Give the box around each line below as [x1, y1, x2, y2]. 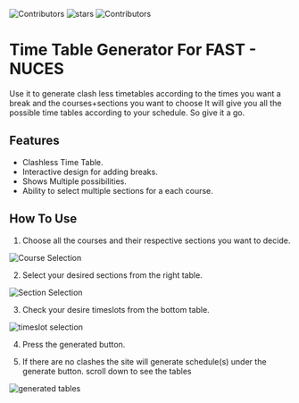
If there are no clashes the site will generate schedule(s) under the [21, 356, 267, 366]
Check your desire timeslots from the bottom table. [21, 304, 210, 315]
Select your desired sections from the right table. [21, 269, 203, 281]
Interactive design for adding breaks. [21, 166, 158, 177]
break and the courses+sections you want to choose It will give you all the [9, 97, 282, 108]
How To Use [9, 211, 78, 227]
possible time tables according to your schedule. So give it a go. [9, 107, 245, 118]
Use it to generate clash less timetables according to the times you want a [9, 88, 281, 98]
